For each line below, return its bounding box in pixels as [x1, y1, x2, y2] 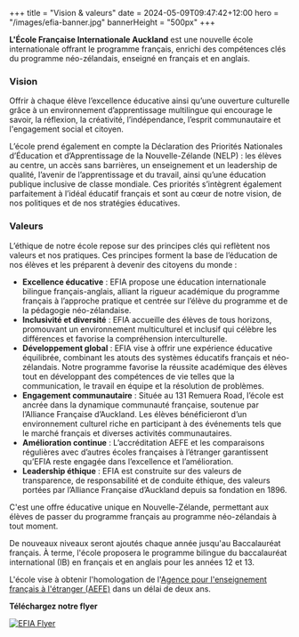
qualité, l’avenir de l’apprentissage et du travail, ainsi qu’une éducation [9, 169, 267, 181]
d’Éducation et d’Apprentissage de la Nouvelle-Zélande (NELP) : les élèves [9, 150, 282, 161]
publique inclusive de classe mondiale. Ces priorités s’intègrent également [9, 179, 282, 189]
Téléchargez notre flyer [9, 601, 98, 611]
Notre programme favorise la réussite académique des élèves [61, 361, 287, 372]
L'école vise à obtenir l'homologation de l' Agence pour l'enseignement [9, 574, 267, 585]
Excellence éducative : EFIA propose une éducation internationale [21, 276, 267, 287]
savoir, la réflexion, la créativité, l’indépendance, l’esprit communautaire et [9, 115, 281, 125]
